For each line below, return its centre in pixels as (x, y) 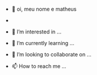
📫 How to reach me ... (39, 66)
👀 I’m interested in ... (36, 32)
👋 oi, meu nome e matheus (44, 9)
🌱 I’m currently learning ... (43, 43)
